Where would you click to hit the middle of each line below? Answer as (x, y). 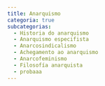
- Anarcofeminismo (41, 59)
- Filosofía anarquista (48, 65)
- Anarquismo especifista (51, 40)
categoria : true (31, 20)
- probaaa (28, 71)
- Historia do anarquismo (51, 33)
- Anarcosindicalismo (45, 46)
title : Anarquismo (34, 14)
